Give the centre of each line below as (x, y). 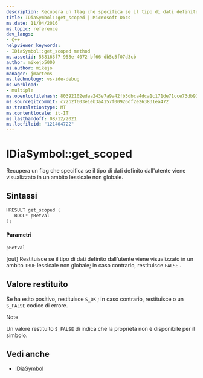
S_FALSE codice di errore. (37, 305)
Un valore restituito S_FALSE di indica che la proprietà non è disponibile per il (101, 328)
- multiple (20, 91)
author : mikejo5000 (31, 62)
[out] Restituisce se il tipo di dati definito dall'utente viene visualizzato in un (100, 259)
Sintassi (22, 196)
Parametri (19, 235)
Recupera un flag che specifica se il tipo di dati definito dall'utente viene (96, 171)
